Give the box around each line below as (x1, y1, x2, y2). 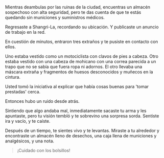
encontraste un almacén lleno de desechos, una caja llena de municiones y (5, 133, 157, 138)
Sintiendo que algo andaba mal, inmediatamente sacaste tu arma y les (5, 108, 147, 113)
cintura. (5, 74, 21, 80)
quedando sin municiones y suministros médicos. (5, 15, 105, 20)
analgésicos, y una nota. (5, 138, 55, 144)
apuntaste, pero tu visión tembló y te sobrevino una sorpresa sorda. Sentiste (5, 113, 159, 119)
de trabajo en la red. (5, 29, 46, 35)
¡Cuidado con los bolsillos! (17, 148, 70, 153)
